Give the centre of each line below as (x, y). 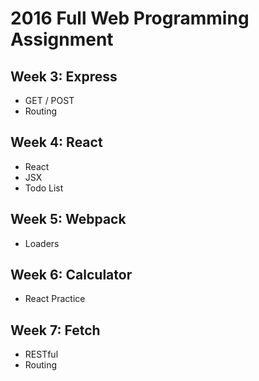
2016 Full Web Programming (130, 18)
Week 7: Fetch (55, 330)
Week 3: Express (64, 76)
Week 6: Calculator (71, 275)
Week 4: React (56, 142)
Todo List (44, 188)
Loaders (42, 243)
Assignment (62, 39)
